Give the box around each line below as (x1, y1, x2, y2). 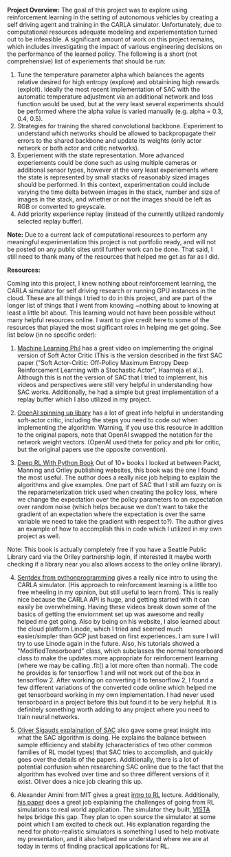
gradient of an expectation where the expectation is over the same (16, 510, 206, 518)
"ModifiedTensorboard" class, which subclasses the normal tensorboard (16, 647, 223, 655)
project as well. (16, 532, 60, 540)
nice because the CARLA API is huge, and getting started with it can (16, 595, 210, 603)
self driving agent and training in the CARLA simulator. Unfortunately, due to (7, 21, 222, 28)
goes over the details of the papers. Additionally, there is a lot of (16, 756, 199, 763)
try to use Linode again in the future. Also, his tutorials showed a (16, 640, 200, 647)
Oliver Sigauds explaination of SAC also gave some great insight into (16, 726, 212, 734)
